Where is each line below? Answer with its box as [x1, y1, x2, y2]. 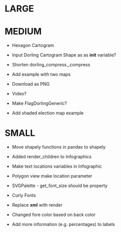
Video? [11, 91, 27, 97]
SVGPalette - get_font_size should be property [11, 183, 108, 189]
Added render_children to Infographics [11, 154, 92, 160]
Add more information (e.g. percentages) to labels [11, 222, 115, 228]
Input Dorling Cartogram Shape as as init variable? [11, 52, 116, 58]
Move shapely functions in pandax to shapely [11, 144, 106, 150]
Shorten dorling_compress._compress [11, 62, 90, 68]
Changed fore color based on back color [11, 212, 96, 218]
